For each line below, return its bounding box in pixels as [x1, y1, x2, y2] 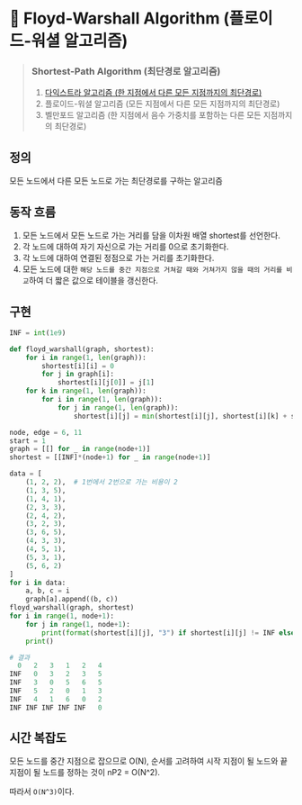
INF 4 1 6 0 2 [9, 694, 102, 703]
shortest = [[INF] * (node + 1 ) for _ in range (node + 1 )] [9, 453, 211, 462]
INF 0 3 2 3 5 [9, 670, 102, 679]
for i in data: [9, 578, 67, 587]
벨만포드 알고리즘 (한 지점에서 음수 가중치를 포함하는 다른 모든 [44, 110, 262, 121]
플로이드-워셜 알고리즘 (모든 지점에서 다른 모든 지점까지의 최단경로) [44, 98, 280, 109]
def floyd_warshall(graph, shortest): [9, 344, 155, 354]
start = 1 [9, 436, 47, 446]
